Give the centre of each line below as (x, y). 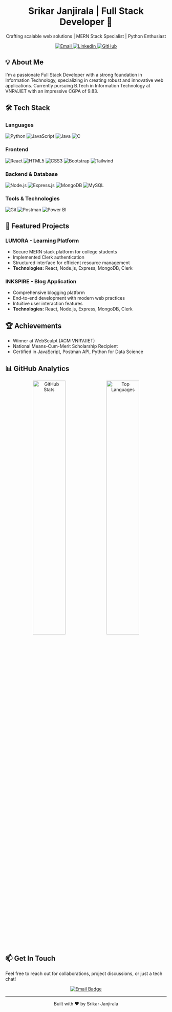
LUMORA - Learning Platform (42, 241)
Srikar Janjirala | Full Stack (86, 11)
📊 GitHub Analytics (37, 368)
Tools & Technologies (33, 198)
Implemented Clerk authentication (48, 257)
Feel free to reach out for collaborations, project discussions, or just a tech (84, 973)
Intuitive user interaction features (48, 304)
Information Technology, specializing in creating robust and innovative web (84, 80)
